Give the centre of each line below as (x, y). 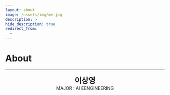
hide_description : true (30, 24)
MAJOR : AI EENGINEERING (85, 88)
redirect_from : (21, 29)
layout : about (20, 10)
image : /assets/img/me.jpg (34, 15)
